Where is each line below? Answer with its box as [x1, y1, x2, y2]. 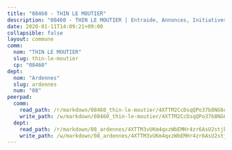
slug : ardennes [13, 81, 57, 88]
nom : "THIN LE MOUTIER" [13, 49, 81, 56]
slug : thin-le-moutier [13, 55, 79, 62]
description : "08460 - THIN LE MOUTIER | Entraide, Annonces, [7, 17, 190, 24]
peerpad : [7, 94, 32, 101]
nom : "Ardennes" [13, 74, 60, 82]
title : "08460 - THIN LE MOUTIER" [7, 10, 107, 17]
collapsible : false [7, 29, 64, 37]
